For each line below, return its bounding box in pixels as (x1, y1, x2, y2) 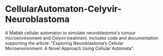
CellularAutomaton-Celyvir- (5, 3, 122, 15)
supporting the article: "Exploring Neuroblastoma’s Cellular (5, 40, 124, 46)
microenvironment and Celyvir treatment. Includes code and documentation (5, 35, 159, 41)
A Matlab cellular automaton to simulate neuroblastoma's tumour (5, 30, 136, 36)
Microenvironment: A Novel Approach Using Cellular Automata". (5, 45, 135, 51)
